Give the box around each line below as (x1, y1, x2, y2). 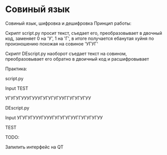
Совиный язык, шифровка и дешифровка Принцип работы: (5, 20, 132, 26)
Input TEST (5, 85, 29, 91)
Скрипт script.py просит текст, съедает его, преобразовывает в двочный (5, 30, 162, 36)
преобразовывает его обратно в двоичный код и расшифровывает (5, 56, 149, 62)
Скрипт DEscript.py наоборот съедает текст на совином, (5, 50, 127, 57)
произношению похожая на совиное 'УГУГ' (5, 40, 99, 46)
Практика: (5, 66, 28, 72)
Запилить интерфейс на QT (5, 144, 64, 150)
